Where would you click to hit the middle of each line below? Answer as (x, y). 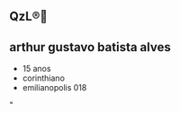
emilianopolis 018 (54, 88)
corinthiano (44, 78)
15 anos (36, 69)
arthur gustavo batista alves (90, 47)
